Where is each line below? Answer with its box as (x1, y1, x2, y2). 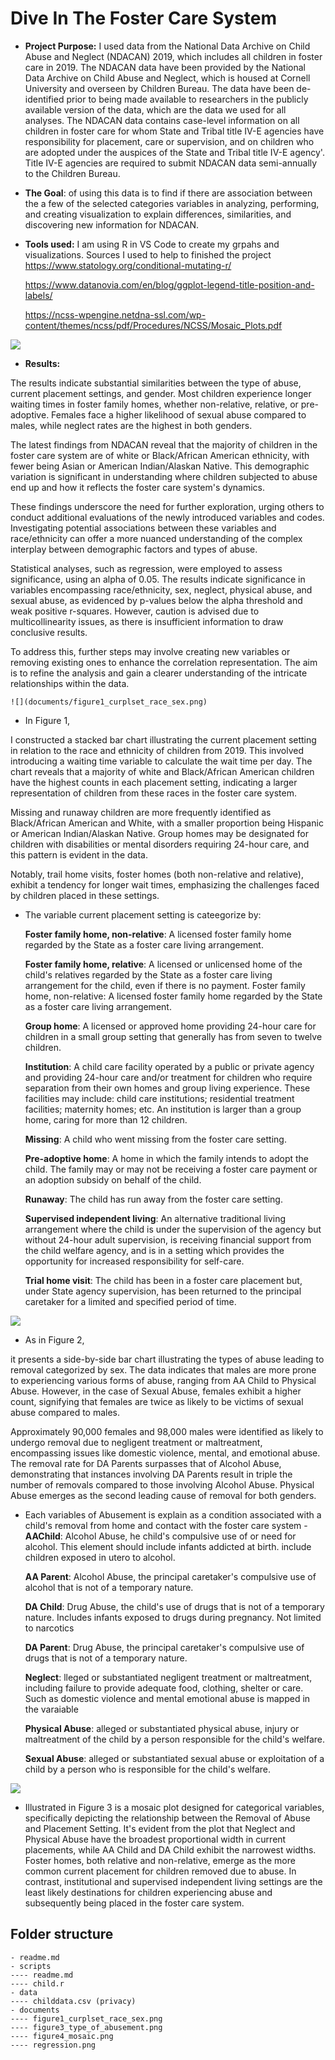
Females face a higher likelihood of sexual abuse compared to (51, 408, 307, 421)
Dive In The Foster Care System (10, 7, 278, 30)
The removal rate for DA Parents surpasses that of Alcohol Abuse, (10, 1457, 282, 1469)
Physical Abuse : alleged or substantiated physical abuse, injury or (24, 1722, 300, 1734)
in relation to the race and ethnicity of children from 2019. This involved (10, 744, 304, 756)
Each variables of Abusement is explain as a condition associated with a (24, 1508, 322, 1521)
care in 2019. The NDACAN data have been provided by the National (24, 61, 306, 73)
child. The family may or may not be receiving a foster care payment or (24, 1163, 318, 1175)
